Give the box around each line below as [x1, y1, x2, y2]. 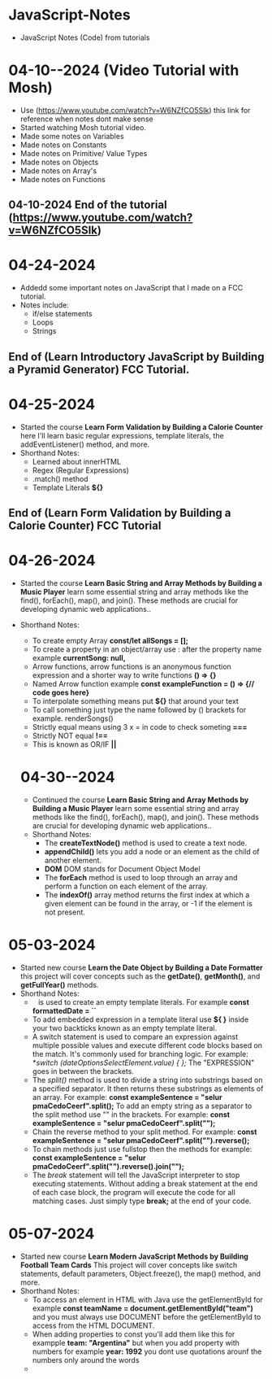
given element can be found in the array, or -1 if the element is [44, 898, 253, 908]
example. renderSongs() [32, 714, 114, 723]
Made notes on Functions [19, 174, 106, 184]
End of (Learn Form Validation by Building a [8, 506, 231, 520]
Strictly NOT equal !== [32, 731, 108, 740]
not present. [44, 907, 85, 917]
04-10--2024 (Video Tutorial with [8, 61, 240, 80]
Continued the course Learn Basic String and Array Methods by [32, 795, 249, 805]
